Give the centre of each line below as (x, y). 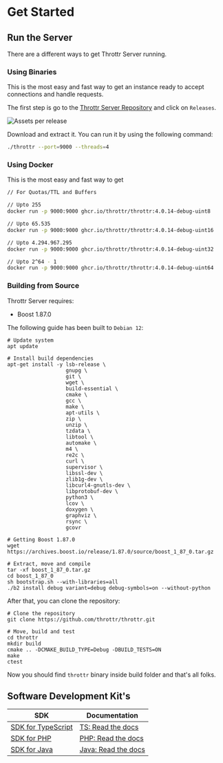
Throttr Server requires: (41, 300)
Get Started (41, 12)
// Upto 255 (24, 205)
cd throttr (23, 637)
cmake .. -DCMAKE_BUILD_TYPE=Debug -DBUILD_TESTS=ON (84, 650)
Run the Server (40, 38)
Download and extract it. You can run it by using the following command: (110, 135)
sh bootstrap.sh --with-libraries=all (63, 582)
